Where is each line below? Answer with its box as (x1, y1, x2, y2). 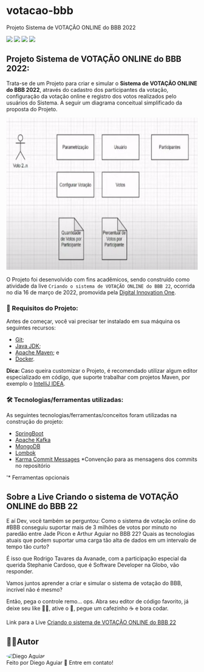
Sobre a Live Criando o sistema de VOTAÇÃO (6, 491, 179, 502)
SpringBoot (15, 430, 44, 437)
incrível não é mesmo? (6, 586, 63, 594)
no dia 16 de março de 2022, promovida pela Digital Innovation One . (6, 288, 177, 296)
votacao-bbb (6, 4, 74, 18)
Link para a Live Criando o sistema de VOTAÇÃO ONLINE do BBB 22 (6, 618, 177, 626)
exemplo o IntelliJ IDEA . (6, 380, 66, 387)
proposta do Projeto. (6, 105, 58, 113)
